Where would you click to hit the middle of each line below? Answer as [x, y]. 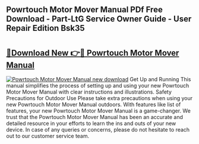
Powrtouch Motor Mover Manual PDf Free [85, 10]
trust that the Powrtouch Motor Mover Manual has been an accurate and [94, 117]
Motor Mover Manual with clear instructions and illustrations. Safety [89, 92]
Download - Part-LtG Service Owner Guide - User [99, 19]
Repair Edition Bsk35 [45, 28]
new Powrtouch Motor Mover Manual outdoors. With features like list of [94, 104]
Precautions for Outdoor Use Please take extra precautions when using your [99, 98]
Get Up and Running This [160, 79]
